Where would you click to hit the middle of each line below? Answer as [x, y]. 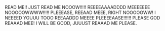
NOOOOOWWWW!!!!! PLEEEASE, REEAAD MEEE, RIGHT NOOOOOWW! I [80, 12]
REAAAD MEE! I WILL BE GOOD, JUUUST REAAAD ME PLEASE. [71, 23]
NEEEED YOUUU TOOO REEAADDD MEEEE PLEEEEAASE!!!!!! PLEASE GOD [82, 18]
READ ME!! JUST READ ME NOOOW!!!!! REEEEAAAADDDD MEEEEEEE [77, 7]
